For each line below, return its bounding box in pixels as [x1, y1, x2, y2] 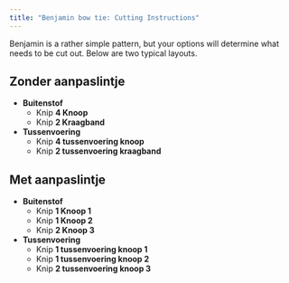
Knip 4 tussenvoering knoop [35, 137, 144, 147]
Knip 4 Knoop [35, 108, 89, 118]
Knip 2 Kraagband [35, 117, 106, 127]
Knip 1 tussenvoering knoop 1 [35, 244, 148, 255]
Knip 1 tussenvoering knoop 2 [35, 254, 150, 265]
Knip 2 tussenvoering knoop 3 [35, 263, 152, 274]
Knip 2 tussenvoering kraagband [35, 146, 162, 156]
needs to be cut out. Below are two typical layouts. [9, 47, 198, 59]
